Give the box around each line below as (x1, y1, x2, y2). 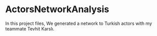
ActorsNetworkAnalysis (5, 4, 109, 15)
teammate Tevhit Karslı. (5, 25, 55, 31)
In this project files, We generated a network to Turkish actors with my (5, 20, 152, 26)
